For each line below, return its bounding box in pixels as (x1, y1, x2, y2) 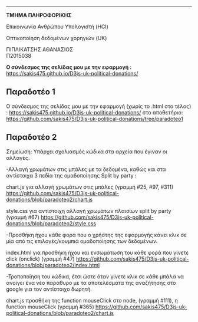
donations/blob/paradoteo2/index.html (6, 261, 100, 268)
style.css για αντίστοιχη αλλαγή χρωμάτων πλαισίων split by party (6, 207, 171, 214)
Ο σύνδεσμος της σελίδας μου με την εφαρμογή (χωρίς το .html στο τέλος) (6, 103, 192, 110)
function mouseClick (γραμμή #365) (6, 303, 94, 310)
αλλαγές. (6, 154, 30, 161)
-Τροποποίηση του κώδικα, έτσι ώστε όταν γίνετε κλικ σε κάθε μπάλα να (6, 272, 184, 280)
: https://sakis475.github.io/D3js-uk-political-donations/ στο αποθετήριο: (6, 109, 183, 116)
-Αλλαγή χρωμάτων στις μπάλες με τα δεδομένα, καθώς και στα (6, 166, 166, 173)
